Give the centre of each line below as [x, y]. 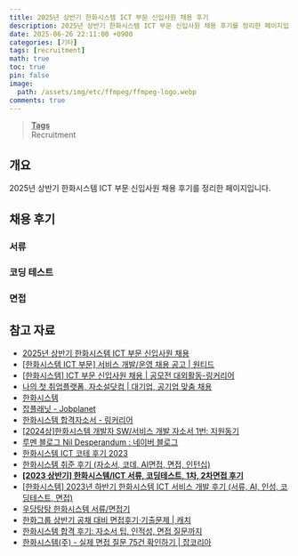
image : [21, 84]
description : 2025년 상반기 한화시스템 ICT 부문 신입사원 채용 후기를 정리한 [135, 26]
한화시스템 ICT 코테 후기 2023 [75, 454]
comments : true [37, 100]
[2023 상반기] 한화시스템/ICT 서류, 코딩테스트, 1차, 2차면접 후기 [133, 476]
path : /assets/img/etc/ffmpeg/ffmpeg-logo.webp [107, 92]
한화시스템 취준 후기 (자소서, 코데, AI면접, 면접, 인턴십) [116, 464]
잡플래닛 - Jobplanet [59, 409]
